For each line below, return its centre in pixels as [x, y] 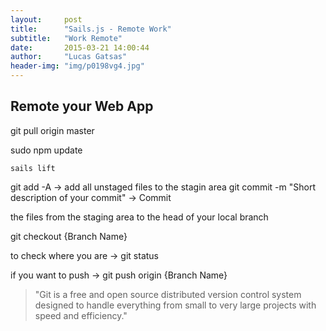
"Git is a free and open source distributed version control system [168, 294]
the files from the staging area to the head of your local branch [139, 217]
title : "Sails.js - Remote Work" [91, 29]
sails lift [33, 168]
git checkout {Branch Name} [69, 236]
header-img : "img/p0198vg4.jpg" [77, 66]
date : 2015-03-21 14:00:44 [80, 47]
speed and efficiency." [81, 315]
